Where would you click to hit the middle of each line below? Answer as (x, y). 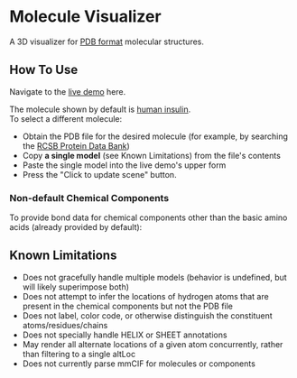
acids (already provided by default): (76, 227)
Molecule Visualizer (85, 17)
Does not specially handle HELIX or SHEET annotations (125, 335)
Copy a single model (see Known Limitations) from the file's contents (152, 155)
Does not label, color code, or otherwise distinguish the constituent (147, 315)
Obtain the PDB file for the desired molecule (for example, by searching (155, 136)
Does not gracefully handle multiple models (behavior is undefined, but (154, 277)
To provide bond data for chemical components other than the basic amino (148, 217)
